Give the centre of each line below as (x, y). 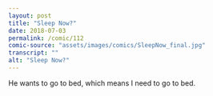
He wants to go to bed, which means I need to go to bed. (102, 83)
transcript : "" (34, 53)
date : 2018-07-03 (37, 30)
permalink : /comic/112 (46, 38)
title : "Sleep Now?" (43, 23)
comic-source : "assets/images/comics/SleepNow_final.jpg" (107, 46)
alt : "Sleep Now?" (39, 61)
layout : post (30, 16)
